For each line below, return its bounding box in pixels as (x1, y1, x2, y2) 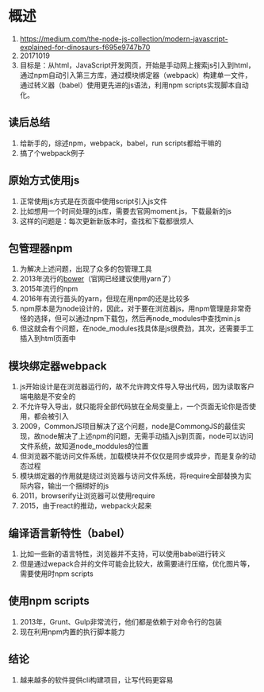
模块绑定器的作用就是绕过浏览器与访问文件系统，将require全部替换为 (19, 471, 245, 481)
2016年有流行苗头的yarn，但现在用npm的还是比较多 (19, 294, 190, 303)
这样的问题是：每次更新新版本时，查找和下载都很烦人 (19, 216, 194, 226)
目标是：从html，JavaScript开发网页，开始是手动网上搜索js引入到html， (19, 60, 255, 70)
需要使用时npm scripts (19, 569, 94, 578)
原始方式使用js (8, 174, 80, 187)
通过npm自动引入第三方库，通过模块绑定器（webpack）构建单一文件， (19, 70, 252, 79)
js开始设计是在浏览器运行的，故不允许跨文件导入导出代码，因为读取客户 (19, 382, 255, 392)
